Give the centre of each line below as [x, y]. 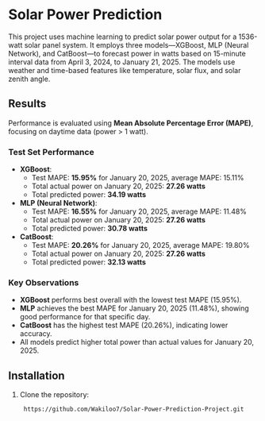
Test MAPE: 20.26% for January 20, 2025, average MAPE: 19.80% [140, 245]
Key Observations [44, 282]
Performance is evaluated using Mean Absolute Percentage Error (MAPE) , [131, 123]
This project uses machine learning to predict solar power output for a [123, 37]
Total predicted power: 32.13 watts [89, 262]
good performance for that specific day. [85, 317]
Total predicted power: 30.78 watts [90, 229]
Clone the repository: [54, 395]
